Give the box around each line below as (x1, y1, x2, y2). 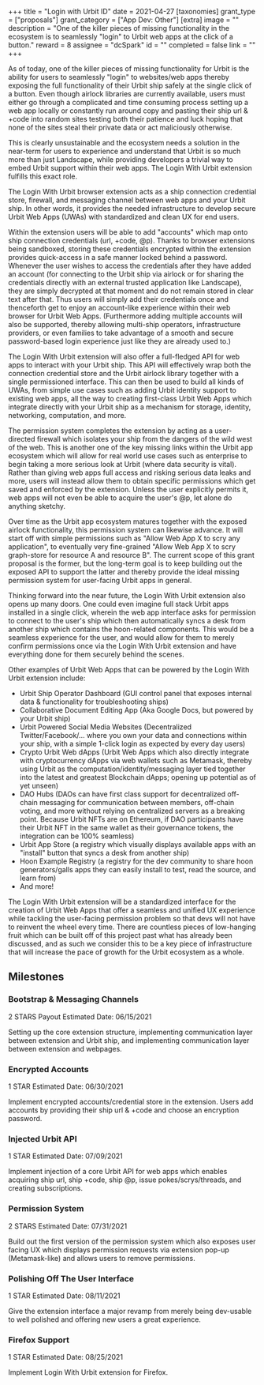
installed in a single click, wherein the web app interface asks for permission (8, 608, 256, 617)
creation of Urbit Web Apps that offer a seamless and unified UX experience (8, 905, 256, 915)
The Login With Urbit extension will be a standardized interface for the (8, 897, 236, 906)
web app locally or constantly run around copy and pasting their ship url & (8, 106, 248, 115)
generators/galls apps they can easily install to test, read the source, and (19, 865, 256, 874)
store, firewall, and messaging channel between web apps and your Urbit (8, 195, 246, 205)
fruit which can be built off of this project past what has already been (8, 931, 232, 939)
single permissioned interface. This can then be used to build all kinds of (8, 377, 244, 386)
